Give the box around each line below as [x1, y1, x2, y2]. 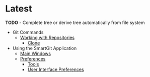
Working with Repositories [20, 34, 74, 40]
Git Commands [12, 29, 44, 35]
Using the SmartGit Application [12, 45, 77, 51]
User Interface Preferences [27, 66, 84, 72]
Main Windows [20, 50, 51, 56]
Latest [5, 3, 32, 14]
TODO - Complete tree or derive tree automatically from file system [5, 19, 145, 25]
